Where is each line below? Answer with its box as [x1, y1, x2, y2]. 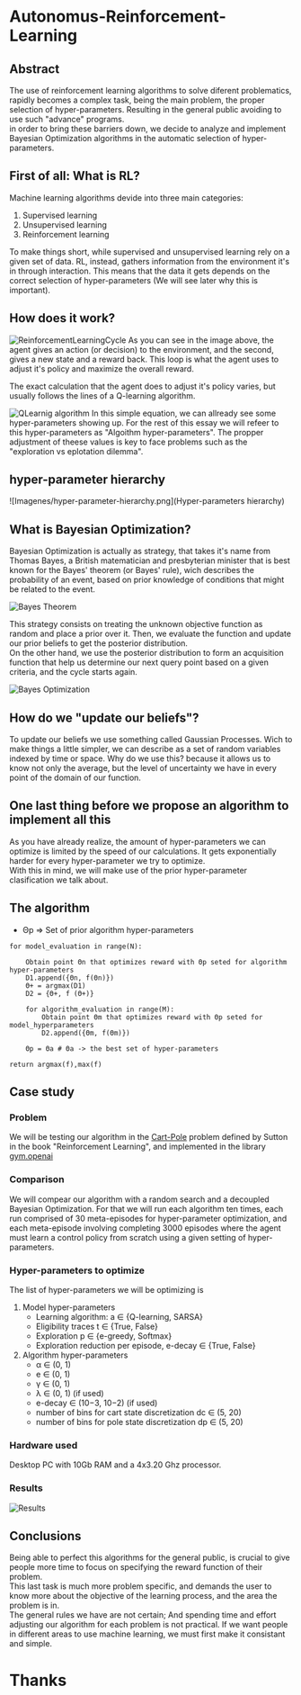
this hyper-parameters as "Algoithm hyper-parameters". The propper [9, 426, 264, 437]
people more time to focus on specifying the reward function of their [9, 1562, 263, 1573]
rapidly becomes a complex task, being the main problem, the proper [9, 94, 265, 105]
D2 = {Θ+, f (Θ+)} [25, 989, 94, 998]
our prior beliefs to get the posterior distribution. [9, 638, 189, 649]
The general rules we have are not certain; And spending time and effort [9, 1610, 277, 1620]
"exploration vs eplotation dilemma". [9, 445, 144, 456]
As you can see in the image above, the [128, 335, 274, 345]
